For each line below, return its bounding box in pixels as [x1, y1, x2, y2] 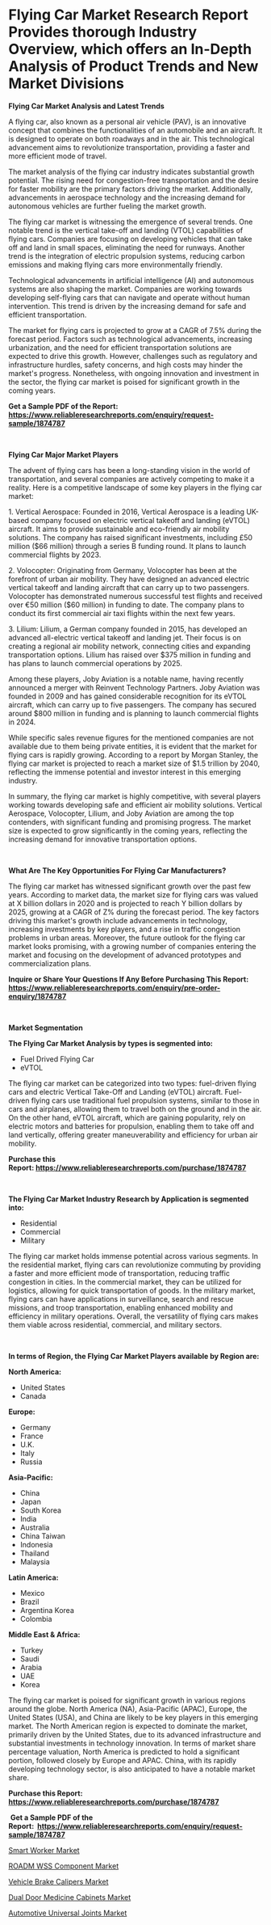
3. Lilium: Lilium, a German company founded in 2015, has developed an [8, 624, 248, 634]
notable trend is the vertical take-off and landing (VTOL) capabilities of [8, 225, 244, 235]
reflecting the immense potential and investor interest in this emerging [8, 766, 241, 777]
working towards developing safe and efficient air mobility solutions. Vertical [8, 800, 262, 809]
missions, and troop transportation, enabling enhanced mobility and [8, 1302, 234, 1312]
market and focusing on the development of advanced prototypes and [8, 950, 242, 960]
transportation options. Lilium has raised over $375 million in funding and [8, 649, 252, 660]
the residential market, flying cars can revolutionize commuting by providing [8, 1260, 261, 1269]
